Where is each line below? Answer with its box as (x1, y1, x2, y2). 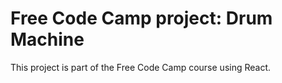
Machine (10, 28, 85, 51)
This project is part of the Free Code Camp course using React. (10, 61, 272, 73)
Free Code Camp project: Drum (10, 7, 273, 30)
